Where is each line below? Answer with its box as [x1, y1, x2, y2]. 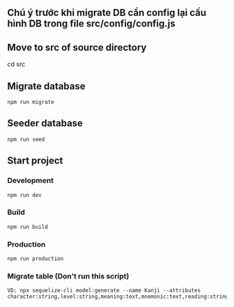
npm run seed [7, 136, 45, 143]
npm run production [7, 255, 64, 262]
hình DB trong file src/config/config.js [7, 18, 175, 30]
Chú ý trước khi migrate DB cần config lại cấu [7, 7, 207, 19]
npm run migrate [7, 99, 54, 106]
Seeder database [7, 118, 84, 129]
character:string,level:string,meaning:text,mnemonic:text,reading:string [7, 293, 229, 300]
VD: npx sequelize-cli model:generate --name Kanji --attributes [7, 287, 201, 294]
